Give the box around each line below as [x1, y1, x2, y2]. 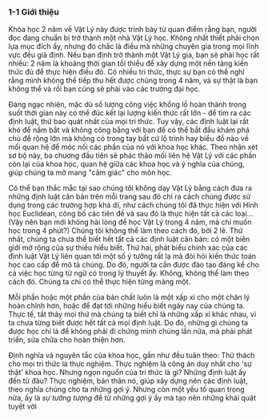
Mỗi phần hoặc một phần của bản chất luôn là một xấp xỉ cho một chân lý [8, 292, 250, 302]
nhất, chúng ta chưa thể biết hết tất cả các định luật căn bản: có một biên [8, 235, 250, 244]
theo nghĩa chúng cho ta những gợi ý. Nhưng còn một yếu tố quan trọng [8, 385, 246, 394]
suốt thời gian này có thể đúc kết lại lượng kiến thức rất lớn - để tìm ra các [8, 108, 252, 118]
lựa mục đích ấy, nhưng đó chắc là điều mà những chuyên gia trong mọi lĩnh [8, 42, 259, 51]
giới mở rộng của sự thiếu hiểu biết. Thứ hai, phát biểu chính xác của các [8, 243, 248, 252]
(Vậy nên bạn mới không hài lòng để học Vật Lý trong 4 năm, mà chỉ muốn [8, 217, 252, 227]
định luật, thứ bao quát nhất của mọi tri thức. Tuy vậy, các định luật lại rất [8, 117, 250, 127]
